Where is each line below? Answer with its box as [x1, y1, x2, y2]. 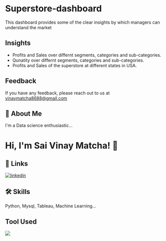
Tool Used [5, 217, 37, 226]
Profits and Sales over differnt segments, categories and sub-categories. [12, 52, 162, 58]
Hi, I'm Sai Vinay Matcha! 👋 [5, 140, 118, 151]
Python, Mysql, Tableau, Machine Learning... [5, 203, 97, 209]
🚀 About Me [5, 109, 42, 118]
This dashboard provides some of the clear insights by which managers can [5, 19, 160, 25]
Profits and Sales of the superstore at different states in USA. [12, 62, 137, 68]
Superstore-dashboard [5, 3, 102, 14]
